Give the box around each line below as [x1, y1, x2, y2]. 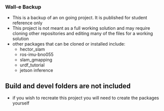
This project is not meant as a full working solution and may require [12, 25, 151, 31]
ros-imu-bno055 [19, 52, 54, 57]
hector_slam [19, 46, 45, 53]
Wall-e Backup [5, 3, 41, 10]
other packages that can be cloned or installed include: [12, 41, 126, 47]
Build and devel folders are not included [5, 82, 131, 90]
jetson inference [19, 67, 53, 73]
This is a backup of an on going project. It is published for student [12, 15, 148, 21]
